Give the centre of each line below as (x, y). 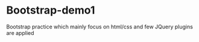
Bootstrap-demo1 (51, 10)
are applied (20, 33)
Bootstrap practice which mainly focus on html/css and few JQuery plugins (99, 27)
